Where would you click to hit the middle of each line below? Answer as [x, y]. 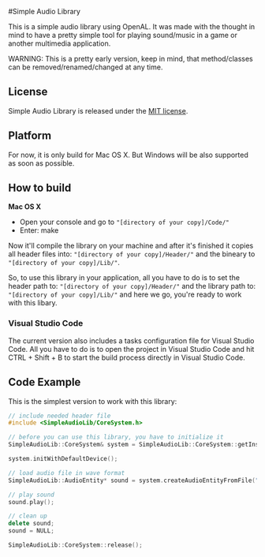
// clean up [28, 516]
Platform [30, 136]
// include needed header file [60, 416]
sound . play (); [32, 502]
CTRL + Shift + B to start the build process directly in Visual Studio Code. [127, 357]
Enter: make [39, 230]
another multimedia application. [60, 43]
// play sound [32, 495]
